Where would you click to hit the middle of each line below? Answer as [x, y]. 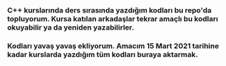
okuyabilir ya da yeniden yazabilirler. [71, 27]
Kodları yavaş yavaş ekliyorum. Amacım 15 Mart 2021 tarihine [113, 45]
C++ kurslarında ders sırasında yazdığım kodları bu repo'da [110, 10]
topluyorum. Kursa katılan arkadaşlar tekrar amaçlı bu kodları [113, 19]
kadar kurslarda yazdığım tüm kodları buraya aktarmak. [103, 54]
